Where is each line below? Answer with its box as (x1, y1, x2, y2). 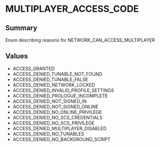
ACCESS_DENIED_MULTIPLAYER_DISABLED (12, 125, 107, 131)
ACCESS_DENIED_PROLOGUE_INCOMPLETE (12, 93, 108, 99)
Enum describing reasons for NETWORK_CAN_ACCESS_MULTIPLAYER (5, 37, 155, 43)
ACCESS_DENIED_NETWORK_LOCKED (12, 81, 95, 88)
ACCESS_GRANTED (12, 65, 55, 72)
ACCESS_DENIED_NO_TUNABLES (12, 131, 84, 137)
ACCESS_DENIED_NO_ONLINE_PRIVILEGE (12, 109, 102, 115)
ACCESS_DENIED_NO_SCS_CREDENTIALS (12, 114, 103, 120)
